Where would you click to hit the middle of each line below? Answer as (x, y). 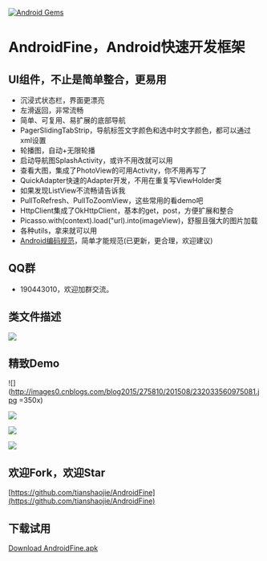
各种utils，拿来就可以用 (59, 230)
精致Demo (34, 364)
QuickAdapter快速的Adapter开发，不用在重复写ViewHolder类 (121, 180)
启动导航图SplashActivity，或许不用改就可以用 (96, 160)
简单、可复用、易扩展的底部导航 (73, 120)
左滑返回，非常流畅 (52, 110)
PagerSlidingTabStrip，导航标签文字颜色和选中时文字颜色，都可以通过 (135, 130)
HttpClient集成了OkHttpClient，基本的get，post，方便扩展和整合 (127, 210)
